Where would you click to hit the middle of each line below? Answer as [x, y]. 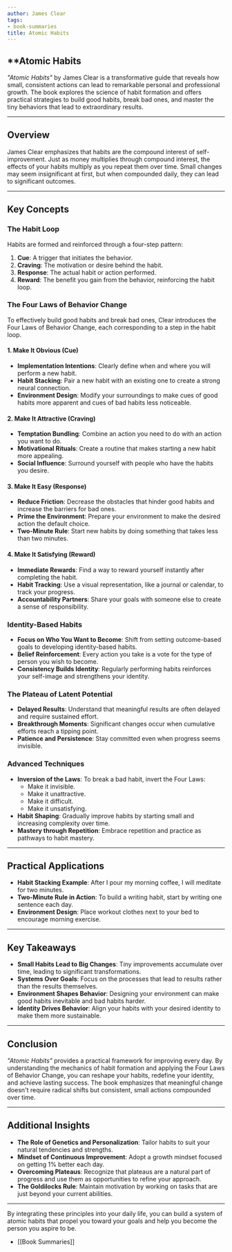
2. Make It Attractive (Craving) [51, 418]
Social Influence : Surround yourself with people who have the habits [115, 463]
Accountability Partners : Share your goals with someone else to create [119, 599]
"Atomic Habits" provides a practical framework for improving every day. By [115, 1060]
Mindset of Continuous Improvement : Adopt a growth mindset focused [119, 1157]
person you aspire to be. [42, 1228]
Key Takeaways [42, 947]
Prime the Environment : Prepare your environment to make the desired [119, 517]
